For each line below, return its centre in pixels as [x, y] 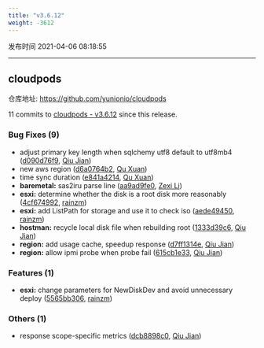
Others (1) [27, 318]
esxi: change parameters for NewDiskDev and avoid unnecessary [126, 290]
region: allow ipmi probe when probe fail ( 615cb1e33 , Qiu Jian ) [121, 252]
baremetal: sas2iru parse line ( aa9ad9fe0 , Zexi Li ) [101, 185]
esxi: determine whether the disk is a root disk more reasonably [123, 194]
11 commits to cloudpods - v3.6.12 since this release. [93, 114]
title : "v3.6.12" [37, 15]
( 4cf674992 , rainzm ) [53, 202]
